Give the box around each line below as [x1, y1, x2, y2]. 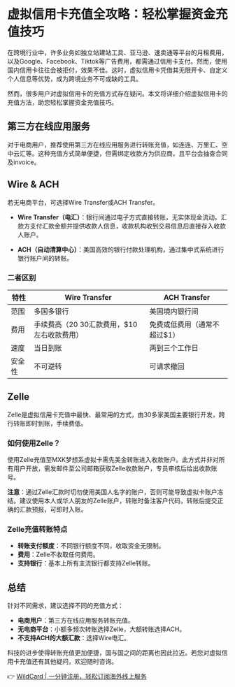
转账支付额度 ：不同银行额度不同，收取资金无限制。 [17, 542, 165, 550]
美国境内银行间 [149, 306, 199, 316]
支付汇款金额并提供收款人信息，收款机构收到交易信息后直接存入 [29, 222, 214, 230]
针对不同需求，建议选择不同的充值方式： [7, 602, 124, 610]
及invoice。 [7, 158, 41, 166]
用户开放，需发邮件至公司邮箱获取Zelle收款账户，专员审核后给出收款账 [13, 464, 218, 472]
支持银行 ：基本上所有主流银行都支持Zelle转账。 [17, 559, 155, 567]
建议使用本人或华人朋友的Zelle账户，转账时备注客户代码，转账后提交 [19, 496, 218, 505]
